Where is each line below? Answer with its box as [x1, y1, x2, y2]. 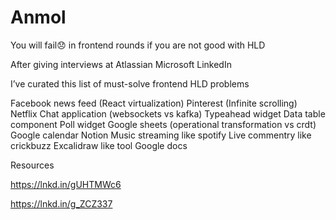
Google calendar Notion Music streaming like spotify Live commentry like [10, 129, 312, 141]
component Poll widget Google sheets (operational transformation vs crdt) [10, 118, 317, 130]
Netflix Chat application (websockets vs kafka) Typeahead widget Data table [10, 107, 326, 120]
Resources [10, 159, 55, 171]
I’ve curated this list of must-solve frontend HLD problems [10, 77, 250, 90]
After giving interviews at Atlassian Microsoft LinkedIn [10, 58, 232, 70]
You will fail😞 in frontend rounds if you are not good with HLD [10, 39, 266, 51]
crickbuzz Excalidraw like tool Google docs [10, 139, 188, 151]
